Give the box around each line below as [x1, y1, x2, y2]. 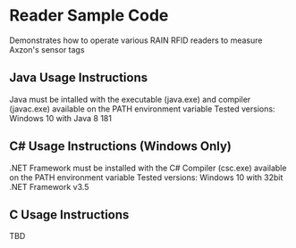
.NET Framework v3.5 [9, 181, 89, 192]
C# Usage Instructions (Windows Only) [9, 139, 233, 154]
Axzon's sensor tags [9, 44, 85, 54]
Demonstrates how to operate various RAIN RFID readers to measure [9, 35, 263, 45]
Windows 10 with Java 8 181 [9, 112, 112, 123]
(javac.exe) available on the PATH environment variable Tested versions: [9, 103, 275, 114]
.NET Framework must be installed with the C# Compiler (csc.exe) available [9, 162, 287, 173]
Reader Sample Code [9, 5, 169, 26]
